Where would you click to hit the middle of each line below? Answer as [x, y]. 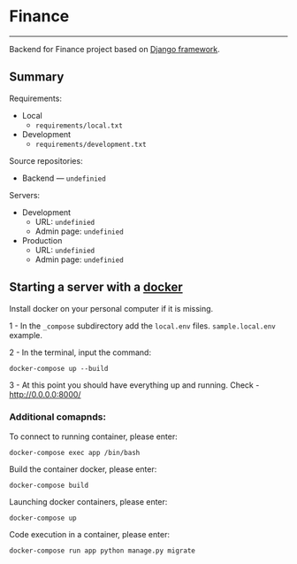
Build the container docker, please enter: [83, 469]
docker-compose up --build [59, 368]
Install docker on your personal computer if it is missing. [111, 308]
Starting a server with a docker [96, 287]
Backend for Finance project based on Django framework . [115, 49]
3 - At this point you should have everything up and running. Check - [134, 385]
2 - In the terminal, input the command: [80, 352]
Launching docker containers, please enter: [88, 501]
